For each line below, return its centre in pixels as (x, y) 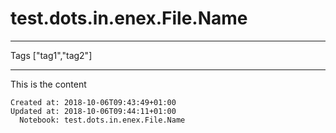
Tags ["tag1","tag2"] (51, 55)
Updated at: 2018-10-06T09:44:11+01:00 (93, 111)
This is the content (48, 84)
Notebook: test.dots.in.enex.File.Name (102, 120)
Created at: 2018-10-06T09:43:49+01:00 (93, 102)
